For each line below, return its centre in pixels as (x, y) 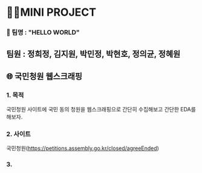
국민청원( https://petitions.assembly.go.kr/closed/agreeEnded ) (83, 148)
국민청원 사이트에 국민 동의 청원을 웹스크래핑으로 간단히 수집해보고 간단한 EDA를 (101, 109)
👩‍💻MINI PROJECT (51, 12)
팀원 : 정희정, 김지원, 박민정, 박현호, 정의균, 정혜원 (93, 54)
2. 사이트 (19, 134)
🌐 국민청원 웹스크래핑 (44, 76)
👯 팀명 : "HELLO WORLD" (43, 33)
